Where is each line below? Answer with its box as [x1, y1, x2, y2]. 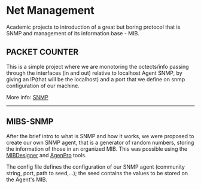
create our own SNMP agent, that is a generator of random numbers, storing [6, 139, 194, 146]
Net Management [6, 4, 95, 17]
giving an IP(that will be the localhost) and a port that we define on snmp [6, 75, 185, 83]
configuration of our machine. [6, 82, 80, 89]
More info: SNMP [6, 93, 49, 100]
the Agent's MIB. [6, 176, 48, 183]
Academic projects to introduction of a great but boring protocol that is [6, 23, 181, 31]
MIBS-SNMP [6, 117, 54, 127]
